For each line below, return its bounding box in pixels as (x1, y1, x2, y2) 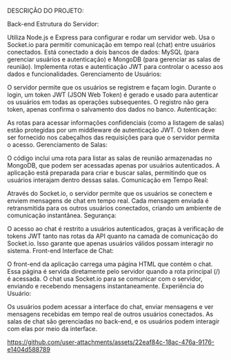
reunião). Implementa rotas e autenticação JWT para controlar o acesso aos (7, 63, 223, 70)
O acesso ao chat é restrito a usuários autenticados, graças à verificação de (7, 225, 224, 232)
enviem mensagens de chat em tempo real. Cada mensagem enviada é (7, 197, 209, 205)
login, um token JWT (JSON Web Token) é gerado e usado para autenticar (7, 90, 219, 99)
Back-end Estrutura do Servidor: (7, 20, 99, 28)
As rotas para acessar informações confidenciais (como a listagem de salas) (7, 119, 225, 127)
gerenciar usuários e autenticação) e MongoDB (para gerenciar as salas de (7, 55, 221, 63)
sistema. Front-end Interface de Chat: (7, 247, 114, 254)
